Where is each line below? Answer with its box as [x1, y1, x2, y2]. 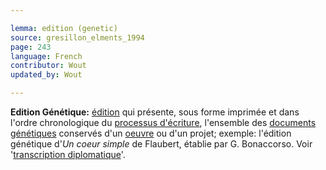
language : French [10, 51, 83, 61]
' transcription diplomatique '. [10, 149, 126, 160]
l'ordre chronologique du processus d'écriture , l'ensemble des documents [10, 117, 317, 128]
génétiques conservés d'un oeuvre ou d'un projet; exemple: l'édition [10, 127, 292, 139]
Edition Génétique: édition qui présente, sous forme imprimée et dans [10, 106, 300, 118]
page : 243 [10, 42, 52, 52]
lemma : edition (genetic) [10, 23, 118, 33]
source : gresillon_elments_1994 [10, 32, 145, 43]
